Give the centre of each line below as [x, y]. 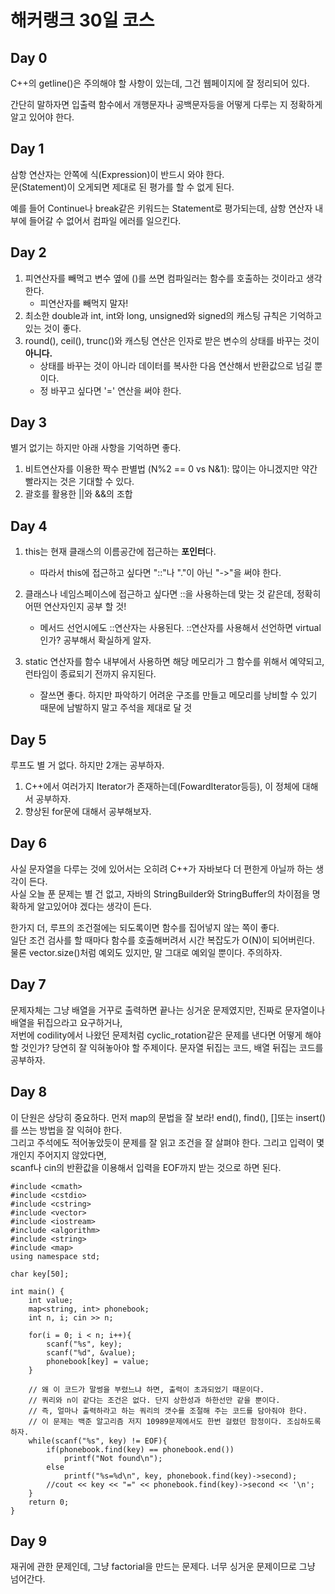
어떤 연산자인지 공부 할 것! [75, 607]
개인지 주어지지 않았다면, [58, 1155]
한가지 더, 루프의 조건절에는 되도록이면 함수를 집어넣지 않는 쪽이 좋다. [145, 927]
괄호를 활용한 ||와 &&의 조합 [78, 494]
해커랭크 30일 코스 [82, 20]
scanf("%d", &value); [91, 1352]
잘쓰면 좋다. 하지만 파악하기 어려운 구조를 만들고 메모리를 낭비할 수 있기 [178, 695]
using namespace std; [55, 1256]
